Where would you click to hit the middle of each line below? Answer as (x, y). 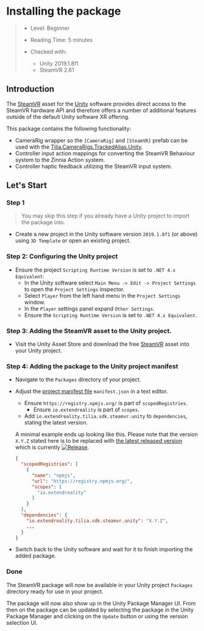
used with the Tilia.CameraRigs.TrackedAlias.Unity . (79, 147)
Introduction (30, 89)
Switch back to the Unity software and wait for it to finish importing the (104, 549)
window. (35, 302)
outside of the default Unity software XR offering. (68, 116)
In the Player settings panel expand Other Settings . (90, 308)
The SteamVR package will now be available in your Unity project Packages (100, 585)
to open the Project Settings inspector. (74, 289)
